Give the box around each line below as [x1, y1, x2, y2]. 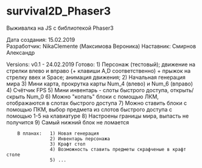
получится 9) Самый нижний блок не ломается [6, 118, 130, 126]
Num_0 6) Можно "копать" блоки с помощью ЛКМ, [26, 93, 159, 100]
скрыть [6, 93, 26, 100]
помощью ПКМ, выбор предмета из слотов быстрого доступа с [6, 106, 172, 113]
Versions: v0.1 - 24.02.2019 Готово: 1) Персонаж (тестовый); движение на [6, 61, 196, 68]
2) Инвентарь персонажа [49, 135, 111, 142]
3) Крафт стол [49, 141, 86, 147]
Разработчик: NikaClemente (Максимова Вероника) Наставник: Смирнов [6, 42, 197, 50]
